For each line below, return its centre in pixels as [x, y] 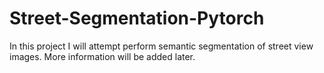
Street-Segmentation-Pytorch [137, 18]
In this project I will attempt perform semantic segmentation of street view [161, 46]
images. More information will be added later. [102, 56]
